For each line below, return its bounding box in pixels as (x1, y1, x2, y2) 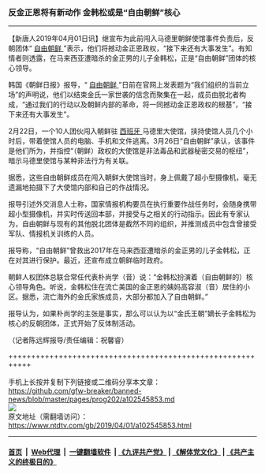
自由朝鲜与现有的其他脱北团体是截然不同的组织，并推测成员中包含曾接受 (21, 219, 257, 229)
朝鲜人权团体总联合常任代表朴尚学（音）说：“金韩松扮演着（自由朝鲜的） (8, 272, 247, 282)
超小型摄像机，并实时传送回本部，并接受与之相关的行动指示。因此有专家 (8, 209, 243, 218)
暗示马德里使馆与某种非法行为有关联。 (8, 156, 132, 166)
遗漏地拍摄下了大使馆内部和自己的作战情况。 (8, 183, 154, 192)
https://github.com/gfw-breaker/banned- (8, 386, 142, 396)
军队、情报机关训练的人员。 (8, 229, 99, 238)
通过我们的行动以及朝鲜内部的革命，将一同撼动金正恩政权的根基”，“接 (24, 100, 252, 110)
